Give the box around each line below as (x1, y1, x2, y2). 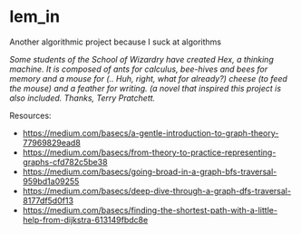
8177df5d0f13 (22, 195, 74, 206)
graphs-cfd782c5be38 (22, 156, 108, 167)
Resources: (9, 110, 52, 121)
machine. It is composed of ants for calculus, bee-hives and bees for (9, 63, 268, 74)
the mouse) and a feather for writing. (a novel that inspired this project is (9, 83, 282, 93)
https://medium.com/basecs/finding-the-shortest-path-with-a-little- (22, 204, 278, 215)
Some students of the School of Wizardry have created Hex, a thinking (9, 54, 274, 64)
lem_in (9, 6, 61, 27)
